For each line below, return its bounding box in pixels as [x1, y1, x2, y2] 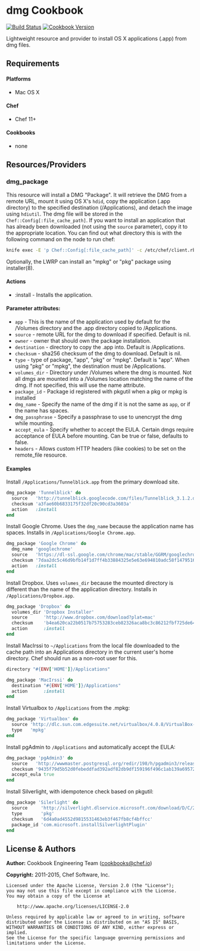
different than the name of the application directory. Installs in [6, 586, 158, 593]
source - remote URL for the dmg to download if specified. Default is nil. [14, 331, 191, 338]
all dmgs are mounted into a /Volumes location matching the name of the [14, 375, 193, 382]
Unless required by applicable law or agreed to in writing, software [6, 914, 185, 920]
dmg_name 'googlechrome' [11, 546, 73, 552]
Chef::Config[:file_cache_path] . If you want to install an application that [6, 216, 186, 224]
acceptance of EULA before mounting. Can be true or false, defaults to [14, 432, 189, 439]
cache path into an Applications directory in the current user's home [6, 648, 174, 655]
